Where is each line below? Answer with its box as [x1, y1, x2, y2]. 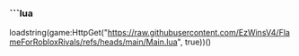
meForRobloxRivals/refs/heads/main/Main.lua [9, 36, 178, 47]
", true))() [177, 36, 212, 47]
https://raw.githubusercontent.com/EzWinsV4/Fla [107, 28, 290, 38]
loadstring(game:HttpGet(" [9, 28, 108, 38]
